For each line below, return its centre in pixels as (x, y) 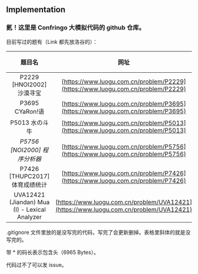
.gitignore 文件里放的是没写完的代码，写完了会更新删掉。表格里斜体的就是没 (98, 232)
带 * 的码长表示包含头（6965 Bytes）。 (52, 252)
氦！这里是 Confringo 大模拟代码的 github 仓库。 (76, 28)
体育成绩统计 (29, 185)
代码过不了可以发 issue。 (37, 265)
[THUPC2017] (29, 176)
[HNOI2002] (29, 84)
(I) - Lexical (29, 209)
